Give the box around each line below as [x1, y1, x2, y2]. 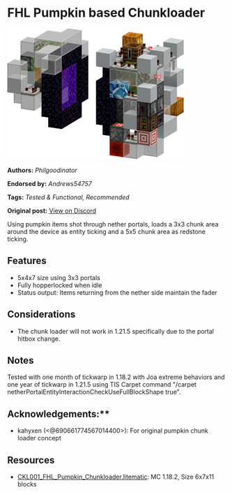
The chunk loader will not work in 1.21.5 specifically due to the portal [17, 327, 215, 335]
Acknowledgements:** [7, 408, 110, 419]
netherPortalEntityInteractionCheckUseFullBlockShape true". [7, 388, 181, 396]
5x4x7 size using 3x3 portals [17, 273, 101, 281]
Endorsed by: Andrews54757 [7, 179, 92, 187]
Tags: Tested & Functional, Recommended [7, 193, 130, 201]
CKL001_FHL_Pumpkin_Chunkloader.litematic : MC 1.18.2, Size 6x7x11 [17, 472, 215, 481]
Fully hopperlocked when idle [17, 281, 102, 289]
